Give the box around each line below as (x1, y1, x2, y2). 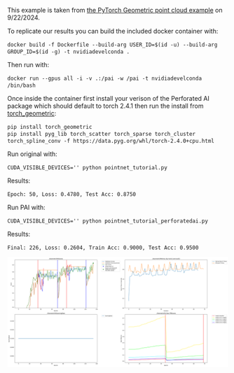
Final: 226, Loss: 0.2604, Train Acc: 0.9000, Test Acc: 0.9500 (7, 244, 199, 251)
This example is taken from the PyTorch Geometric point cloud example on (7, 6, 223, 14)
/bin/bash (7, 82, 36, 89)
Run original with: (7, 150, 57, 158)
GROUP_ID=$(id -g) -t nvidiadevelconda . (7, 48, 130, 55)
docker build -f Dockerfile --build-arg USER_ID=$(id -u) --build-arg (7, 41, 218, 48)
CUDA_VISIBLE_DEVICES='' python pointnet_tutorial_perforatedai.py (7, 218, 209, 225)
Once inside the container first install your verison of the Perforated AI (7, 94, 210, 102)
